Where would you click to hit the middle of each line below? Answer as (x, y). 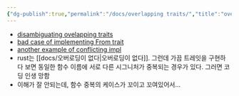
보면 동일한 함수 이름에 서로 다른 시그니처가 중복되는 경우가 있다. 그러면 (123, 66)
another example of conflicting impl (69, 49)
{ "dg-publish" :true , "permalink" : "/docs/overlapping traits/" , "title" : (114, 14)
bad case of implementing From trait (70, 42)
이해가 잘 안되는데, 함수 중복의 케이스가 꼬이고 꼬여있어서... (99, 84)
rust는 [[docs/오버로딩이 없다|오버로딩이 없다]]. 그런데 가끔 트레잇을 (112, 58)
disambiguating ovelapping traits (65, 34)
